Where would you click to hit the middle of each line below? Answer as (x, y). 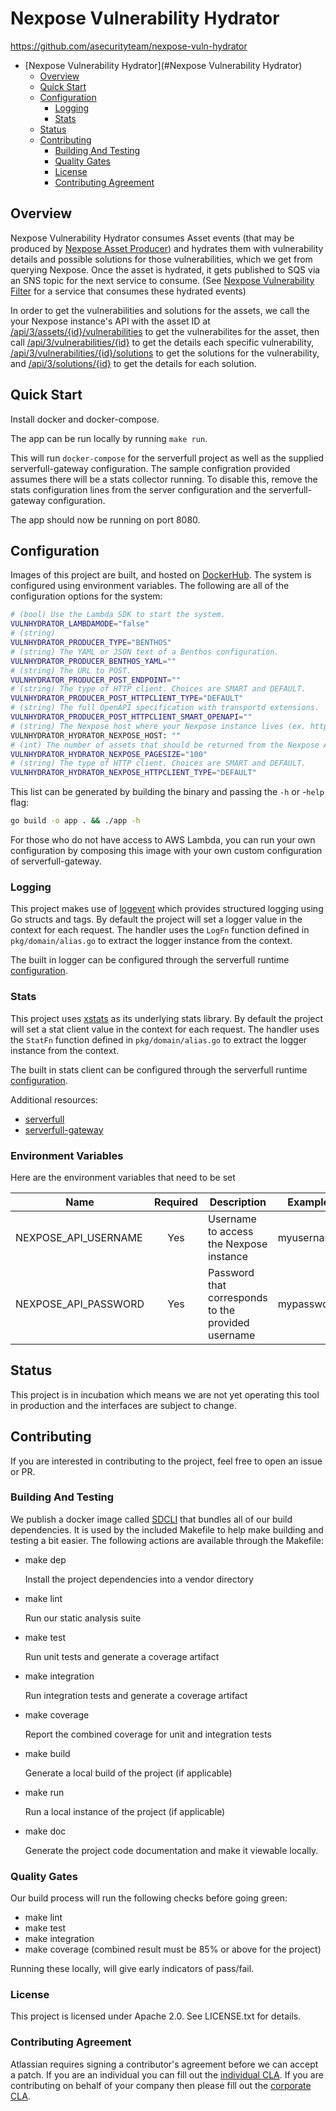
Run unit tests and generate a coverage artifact (122, 1656)
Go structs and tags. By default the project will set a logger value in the (156, 919)
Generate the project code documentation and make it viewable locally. (171, 1850)
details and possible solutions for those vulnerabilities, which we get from (161, 259)
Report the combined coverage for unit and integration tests (148, 1734)
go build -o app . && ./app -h (75, 821)
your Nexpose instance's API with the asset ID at (110, 321)
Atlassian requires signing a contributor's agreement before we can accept (164, 2064)
